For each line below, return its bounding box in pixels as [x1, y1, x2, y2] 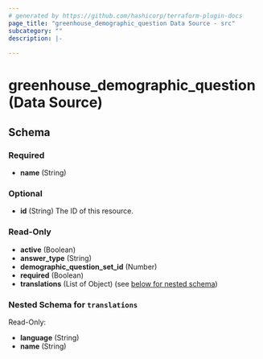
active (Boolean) [19, 245, 76, 254]
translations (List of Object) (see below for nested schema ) [19, 279, 219, 288]
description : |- [8, 34, 63, 43]
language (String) [19, 332, 80, 342]
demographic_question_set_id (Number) [19, 262, 158, 271]
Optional [8, 188, 43, 199]
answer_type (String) [19, 253, 92, 262]
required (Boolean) [19, 270, 84, 280]
